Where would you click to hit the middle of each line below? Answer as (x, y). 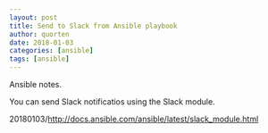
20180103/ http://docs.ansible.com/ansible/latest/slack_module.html (134, 119)
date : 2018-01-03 (42, 42)
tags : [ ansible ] (39, 59)
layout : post (33, 17)
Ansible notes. (36, 84)
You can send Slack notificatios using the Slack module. (113, 102)
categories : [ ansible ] (51, 51)
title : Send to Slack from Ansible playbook (93, 26)
